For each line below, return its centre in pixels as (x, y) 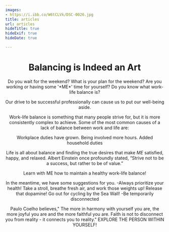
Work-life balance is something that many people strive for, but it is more (85, 117)
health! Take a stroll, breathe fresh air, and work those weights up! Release (85, 188)
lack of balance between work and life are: (85, 128)
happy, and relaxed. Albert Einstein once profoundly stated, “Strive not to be (85, 158)
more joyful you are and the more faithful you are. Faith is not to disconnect (85, 214)
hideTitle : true (22, 29)
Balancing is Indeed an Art (85, 67)
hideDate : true (21, 38)
